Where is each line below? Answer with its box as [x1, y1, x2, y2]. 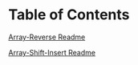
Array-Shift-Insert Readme [8, 47, 96, 57]
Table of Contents [8, 6, 130, 24]
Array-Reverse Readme [8, 32, 86, 42]
